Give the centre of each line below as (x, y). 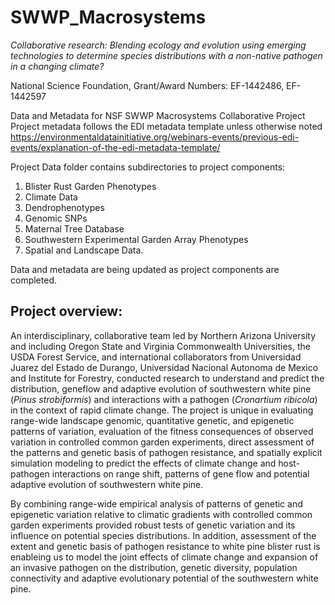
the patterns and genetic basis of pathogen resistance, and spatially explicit (166, 452)
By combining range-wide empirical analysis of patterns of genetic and (156, 503)
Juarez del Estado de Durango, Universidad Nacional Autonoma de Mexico (164, 367)
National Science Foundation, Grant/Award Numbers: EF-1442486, (147, 85)
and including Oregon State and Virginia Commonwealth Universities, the (160, 346)
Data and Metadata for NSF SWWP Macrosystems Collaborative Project (158, 115)
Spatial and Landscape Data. (84, 250)
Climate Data (51, 197)
